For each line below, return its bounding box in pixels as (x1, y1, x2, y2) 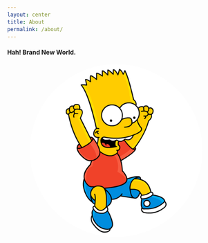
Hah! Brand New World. (7, 48, 76, 56)
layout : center (7, 11, 51, 18)
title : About (7, 18, 45, 26)
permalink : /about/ (7, 26, 64, 33)
